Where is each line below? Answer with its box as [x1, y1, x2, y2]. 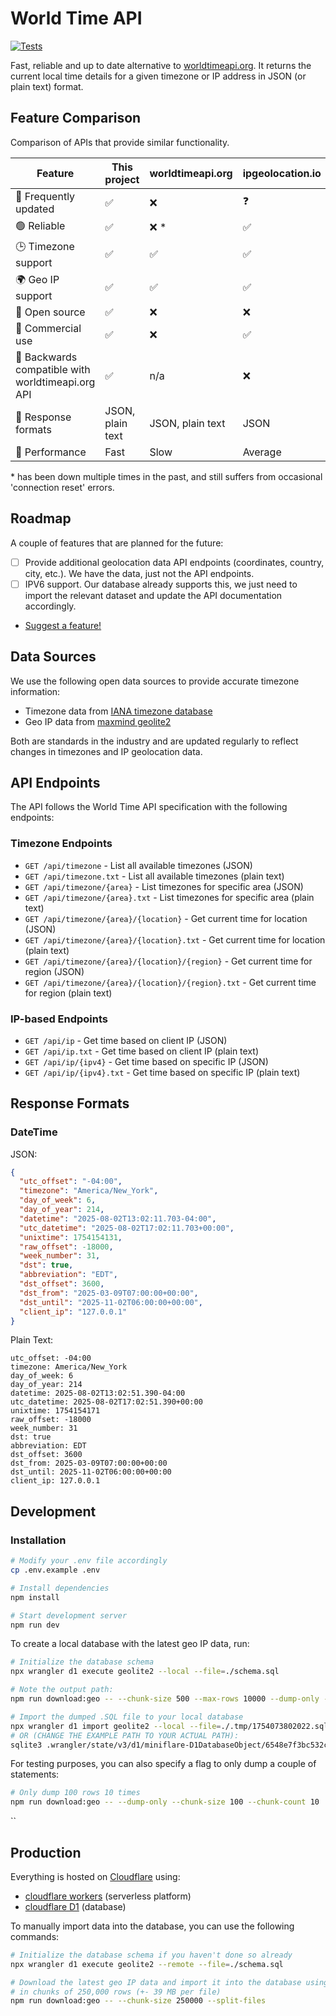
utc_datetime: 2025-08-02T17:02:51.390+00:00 [10, 1397, 203, 1407]
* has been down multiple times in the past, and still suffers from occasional [10, 470, 323, 482]
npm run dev [10, 1620, 60, 1630]
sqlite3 [10, 1740, 43, 1750]
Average [242, 445, 282, 459]
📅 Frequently [15, 189, 76, 203]
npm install [10, 1592, 60, 1602]
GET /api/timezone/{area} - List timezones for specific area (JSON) [24, 880, 304, 892]
